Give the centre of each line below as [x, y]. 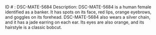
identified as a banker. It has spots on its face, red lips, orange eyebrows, [78, 12]
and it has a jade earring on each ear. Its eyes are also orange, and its [75, 22]
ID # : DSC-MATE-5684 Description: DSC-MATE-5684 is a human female [78, 7]
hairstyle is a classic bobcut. [34, 27]
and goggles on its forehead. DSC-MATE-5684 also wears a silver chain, [78, 17]
